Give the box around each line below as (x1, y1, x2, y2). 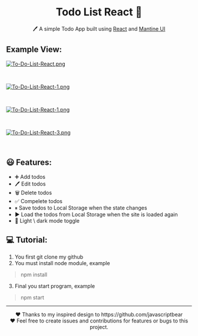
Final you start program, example (14, 283, 95, 290)
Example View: (6, 44, 62, 55)
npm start (20, 294, 44, 301)
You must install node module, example (14, 260, 110, 267)
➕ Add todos (14, 173, 46, 180)
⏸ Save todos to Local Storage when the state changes (14, 204, 147, 211)
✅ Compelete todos (14, 197, 63, 204)
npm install (20, 271, 48, 278)
